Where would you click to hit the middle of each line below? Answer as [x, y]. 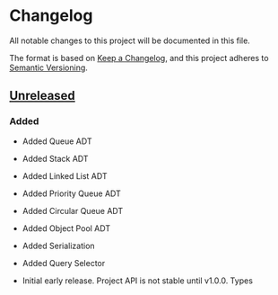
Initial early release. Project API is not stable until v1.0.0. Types [138, 281]
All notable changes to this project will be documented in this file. [130, 40]
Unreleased [43, 96]
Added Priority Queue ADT [71, 193]
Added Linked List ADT [65, 175]
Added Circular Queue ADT [73, 210]
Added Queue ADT [57, 141]
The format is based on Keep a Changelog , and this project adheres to [139, 58]
